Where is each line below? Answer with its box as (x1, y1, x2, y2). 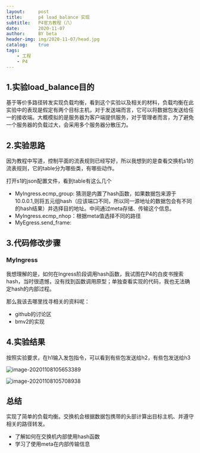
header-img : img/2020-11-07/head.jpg (6, 36, 100, 42)
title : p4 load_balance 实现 (6, 14, 90, 20)
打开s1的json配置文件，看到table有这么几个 (6, 177, 112, 185)
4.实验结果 (6, 337, 46, 347)
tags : (6, 48, 20, 54)
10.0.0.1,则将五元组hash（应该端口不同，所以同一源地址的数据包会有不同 (14, 198, 192, 205)
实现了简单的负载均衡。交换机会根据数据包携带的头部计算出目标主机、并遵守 (6, 413, 194, 420)
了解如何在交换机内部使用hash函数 (14, 433, 100, 440)
